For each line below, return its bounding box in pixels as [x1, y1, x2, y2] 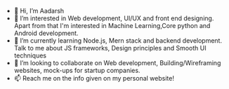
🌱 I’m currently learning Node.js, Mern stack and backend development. [13, 36, 223, 45]
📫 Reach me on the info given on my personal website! [13, 74, 174, 82]
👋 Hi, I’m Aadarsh [13, 7, 65, 15]
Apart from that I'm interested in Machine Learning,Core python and [13, 22, 211, 29]
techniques [13, 51, 47, 60]
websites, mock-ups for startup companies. [13, 67, 140, 74]
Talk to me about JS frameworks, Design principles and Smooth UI [13, 44, 207, 52]
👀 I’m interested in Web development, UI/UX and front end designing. [13, 14, 214, 22]
